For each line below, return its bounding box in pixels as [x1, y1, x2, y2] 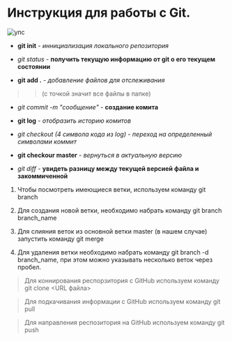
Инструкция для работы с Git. [7, 5, 191, 21]
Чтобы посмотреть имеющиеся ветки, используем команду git [17, 185, 206, 193]
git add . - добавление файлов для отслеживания [17, 75, 165, 84]
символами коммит [17, 137, 77, 146]
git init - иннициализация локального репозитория [17, 41, 169, 50]
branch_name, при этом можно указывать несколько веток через [17, 255, 213, 264]
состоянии [17, 62, 51, 70]
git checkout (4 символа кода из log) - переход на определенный [17, 130, 212, 138]
